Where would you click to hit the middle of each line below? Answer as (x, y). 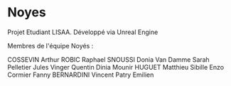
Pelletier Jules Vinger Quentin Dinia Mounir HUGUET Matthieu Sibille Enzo (116, 67)
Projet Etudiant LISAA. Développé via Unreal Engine (83, 32)
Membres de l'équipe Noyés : (50, 45)
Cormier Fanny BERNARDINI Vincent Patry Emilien (81, 75)
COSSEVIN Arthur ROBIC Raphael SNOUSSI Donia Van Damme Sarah (108, 59)
